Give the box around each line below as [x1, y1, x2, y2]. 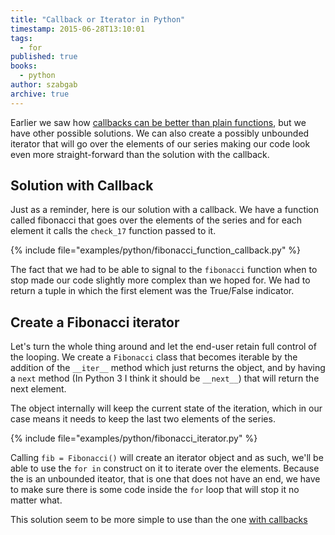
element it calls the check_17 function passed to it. [10, 225, 217, 237]
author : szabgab [10, 80, 78, 90]
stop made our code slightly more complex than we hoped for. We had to [10, 274, 311, 286]
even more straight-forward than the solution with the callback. [10, 148, 270, 160]
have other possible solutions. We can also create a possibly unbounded [10, 127, 310, 139]
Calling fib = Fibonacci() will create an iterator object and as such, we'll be [10, 452, 324, 464]
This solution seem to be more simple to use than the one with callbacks [10, 514, 308, 526]
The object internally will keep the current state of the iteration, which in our [10, 402, 323, 415]
